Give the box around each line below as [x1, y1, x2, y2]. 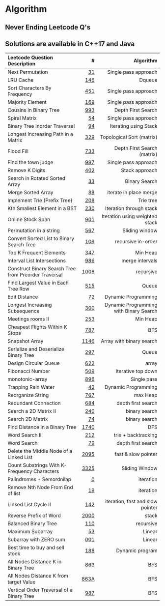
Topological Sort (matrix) [100, 134, 158, 141]
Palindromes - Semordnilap [7, 476, 72, 483]
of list [7, 490, 21, 497]
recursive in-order [114, 238, 158, 245]
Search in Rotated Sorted [7, 175, 65, 182]
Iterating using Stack [110, 123, 158, 130]
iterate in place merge [107, 189, 158, 196]
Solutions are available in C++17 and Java [5, 39, 135, 48]
